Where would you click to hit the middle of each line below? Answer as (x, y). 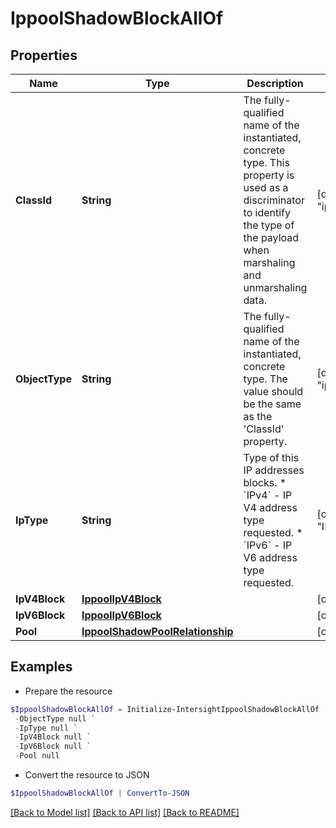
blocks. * (265, 482)
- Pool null (37, 756)
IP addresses (274, 470)
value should (273, 391)
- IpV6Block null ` (53, 747)
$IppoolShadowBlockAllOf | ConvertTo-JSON (100, 793)
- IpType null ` (46, 728)
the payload (271, 237)
